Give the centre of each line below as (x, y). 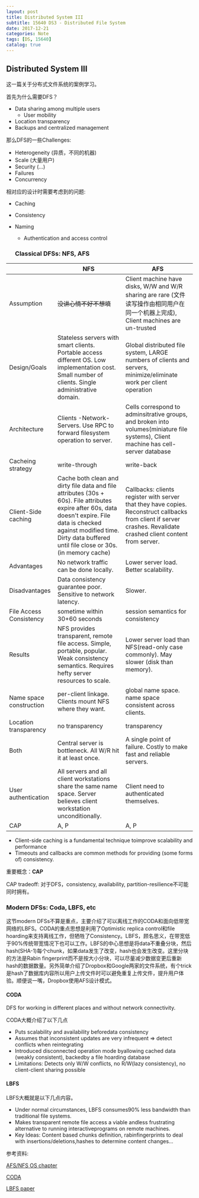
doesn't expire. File (84, 515)
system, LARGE (147, 352)
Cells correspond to (153, 406)
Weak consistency (83, 658)
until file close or (80, 545)
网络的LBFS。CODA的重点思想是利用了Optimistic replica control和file (91, 928)
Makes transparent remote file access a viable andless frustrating (94, 1122)
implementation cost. (86, 367)
